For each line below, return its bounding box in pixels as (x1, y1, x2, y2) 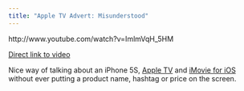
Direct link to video (8, 49, 71, 59)
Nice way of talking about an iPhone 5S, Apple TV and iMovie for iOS (8, 65, 237, 75)
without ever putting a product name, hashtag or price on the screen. (8, 73, 237, 83)
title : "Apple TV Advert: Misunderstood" (8, 11, 149, 20)
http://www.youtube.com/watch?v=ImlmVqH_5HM (8, 34, 174, 43)
